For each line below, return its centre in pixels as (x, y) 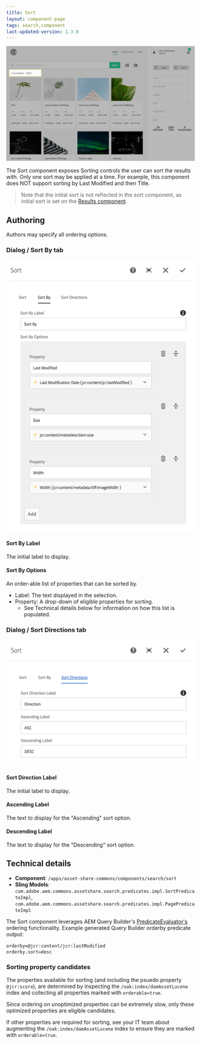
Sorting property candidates (48, 967)
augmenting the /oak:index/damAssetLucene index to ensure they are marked (100, 1029)
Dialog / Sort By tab (35, 250)
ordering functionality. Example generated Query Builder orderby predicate (99, 927)
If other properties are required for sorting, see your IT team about (88, 1022)
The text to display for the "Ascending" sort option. (69, 818)
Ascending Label (28, 805)
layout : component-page (36, 19)
